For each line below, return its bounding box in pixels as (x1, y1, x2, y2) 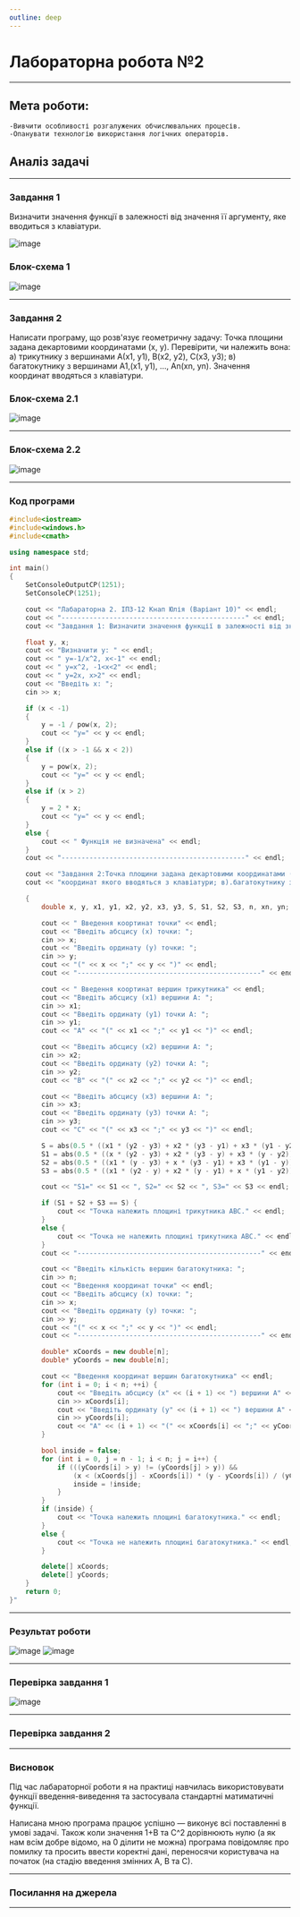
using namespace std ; (9, 548, 90, 557)
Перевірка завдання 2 (9, 1727, 111, 1740)
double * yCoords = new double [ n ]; (41, 1356, 170, 1365)
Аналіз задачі (9, 154, 89, 169)
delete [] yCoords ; (41, 1571, 110, 1580)
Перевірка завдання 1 (9, 1676, 109, 1689)
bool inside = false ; (41, 1446, 122, 1455)
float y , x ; (25, 637, 70, 647)
